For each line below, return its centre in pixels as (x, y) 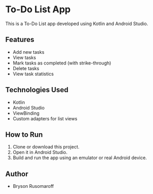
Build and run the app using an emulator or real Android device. (80, 158)
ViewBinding (26, 113)
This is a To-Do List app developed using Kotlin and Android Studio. (77, 24)
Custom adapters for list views (45, 118)
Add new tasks (28, 52)
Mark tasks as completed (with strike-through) (62, 63)
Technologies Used (37, 90)
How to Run (24, 134)
